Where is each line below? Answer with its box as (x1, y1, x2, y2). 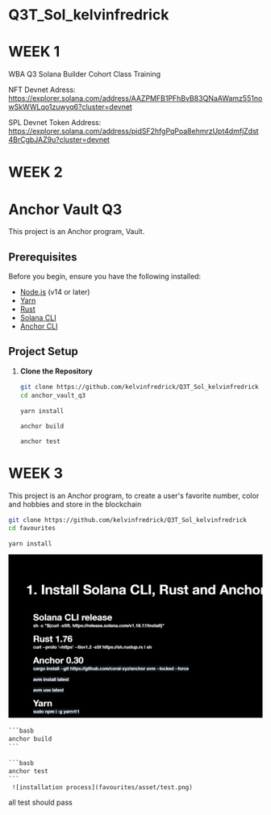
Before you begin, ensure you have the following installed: (8, 272, 202, 282)
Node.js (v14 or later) (19, 287, 90, 297)
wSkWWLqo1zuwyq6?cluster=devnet (8, 102, 133, 112)
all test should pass (8, 797, 73, 808)
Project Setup (8, 345, 79, 358)
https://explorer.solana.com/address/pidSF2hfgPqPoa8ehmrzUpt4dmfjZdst (8, 127, 260, 136)
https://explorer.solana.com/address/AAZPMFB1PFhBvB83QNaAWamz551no (8, 94, 263, 103)
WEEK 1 (8, 43, 60, 61)
